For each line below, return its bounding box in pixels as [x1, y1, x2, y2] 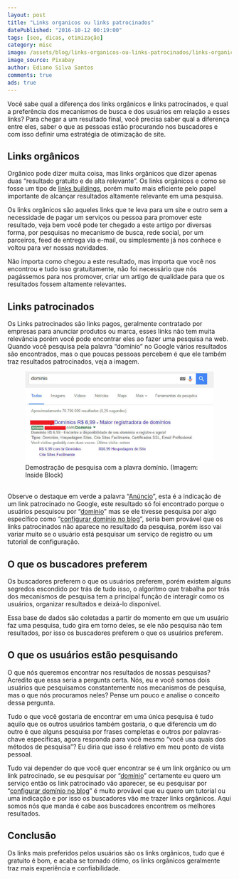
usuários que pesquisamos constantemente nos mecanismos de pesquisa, [7, 683, 226, 692]
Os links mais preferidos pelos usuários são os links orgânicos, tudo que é [7, 848, 225, 857]
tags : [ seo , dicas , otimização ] [7, 34, 103, 41]
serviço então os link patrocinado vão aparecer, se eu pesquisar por [7, 779, 208, 787]
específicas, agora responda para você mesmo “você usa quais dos [26, 735, 226, 743]
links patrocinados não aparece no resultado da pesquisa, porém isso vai [7, 522, 222, 531]
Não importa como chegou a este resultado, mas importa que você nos [7, 257, 216, 266]
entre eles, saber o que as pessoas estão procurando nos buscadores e [7, 122, 218, 131]
